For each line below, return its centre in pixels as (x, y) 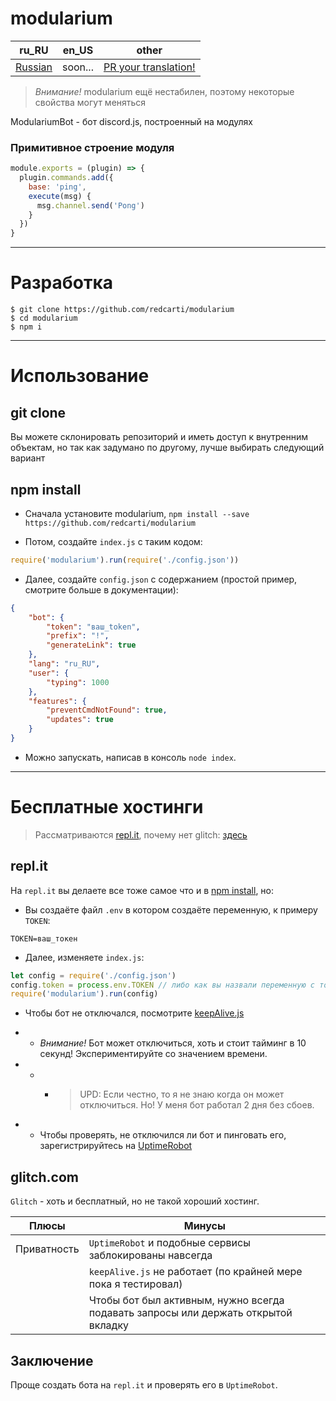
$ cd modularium (44, 318)
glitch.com (44, 1177)
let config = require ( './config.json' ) (93, 975)
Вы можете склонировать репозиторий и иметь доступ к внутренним (159, 437)
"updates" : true (80, 720)
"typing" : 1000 (78, 682)
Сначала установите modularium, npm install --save (137, 513)
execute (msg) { (60, 196)
